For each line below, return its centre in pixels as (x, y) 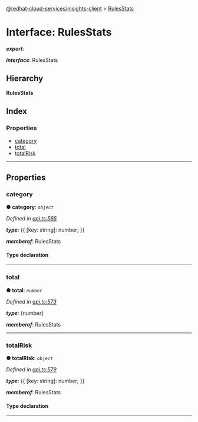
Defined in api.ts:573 (32, 301)
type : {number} (25, 313)
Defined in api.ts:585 (32, 219)
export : (15, 48)
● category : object (30, 207)
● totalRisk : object (29, 358)
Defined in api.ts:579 (32, 369)
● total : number (24, 290)
